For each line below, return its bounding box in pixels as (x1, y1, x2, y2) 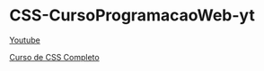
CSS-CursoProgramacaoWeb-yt (9, 5, 256, 26)
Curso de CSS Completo (9, 51, 101, 62)
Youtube (9, 35, 40, 45)
